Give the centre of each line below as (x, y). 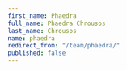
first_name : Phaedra (42, 16)
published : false (37, 53)
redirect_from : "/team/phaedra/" (64, 46)
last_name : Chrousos (42, 31)
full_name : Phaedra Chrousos (57, 23)
